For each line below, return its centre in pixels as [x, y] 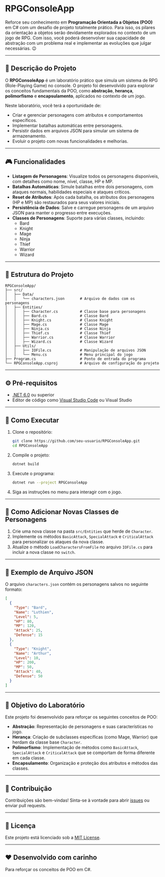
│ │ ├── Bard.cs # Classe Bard [57, 316]
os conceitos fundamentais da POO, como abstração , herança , [69, 91]
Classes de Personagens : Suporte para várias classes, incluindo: [78, 218]
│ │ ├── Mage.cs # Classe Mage [57, 325]
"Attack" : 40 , [28, 672]
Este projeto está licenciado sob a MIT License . [53, 838]
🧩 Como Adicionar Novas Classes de [62, 512]
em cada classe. [29, 758]
